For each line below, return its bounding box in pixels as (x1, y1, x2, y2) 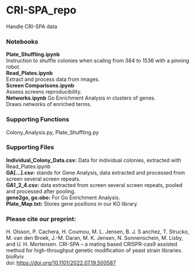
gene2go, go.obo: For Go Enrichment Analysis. (6, 194, 121, 201)
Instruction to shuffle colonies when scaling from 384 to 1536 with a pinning (6, 57, 189, 64)
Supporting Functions (6, 115, 70, 124)
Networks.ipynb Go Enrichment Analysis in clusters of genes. (6, 94, 156, 101)
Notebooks (6, 38, 39, 46)
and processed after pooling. (6, 188, 76, 195)
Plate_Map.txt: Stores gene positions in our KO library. (6, 200, 139, 207)
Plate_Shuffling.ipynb (6, 51, 60, 58)
